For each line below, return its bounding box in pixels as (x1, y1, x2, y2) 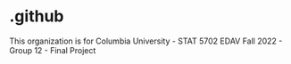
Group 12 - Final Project (9, 44, 96, 55)
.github (9, 6, 64, 27)
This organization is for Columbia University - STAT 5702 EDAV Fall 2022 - (9, 36, 283, 46)
